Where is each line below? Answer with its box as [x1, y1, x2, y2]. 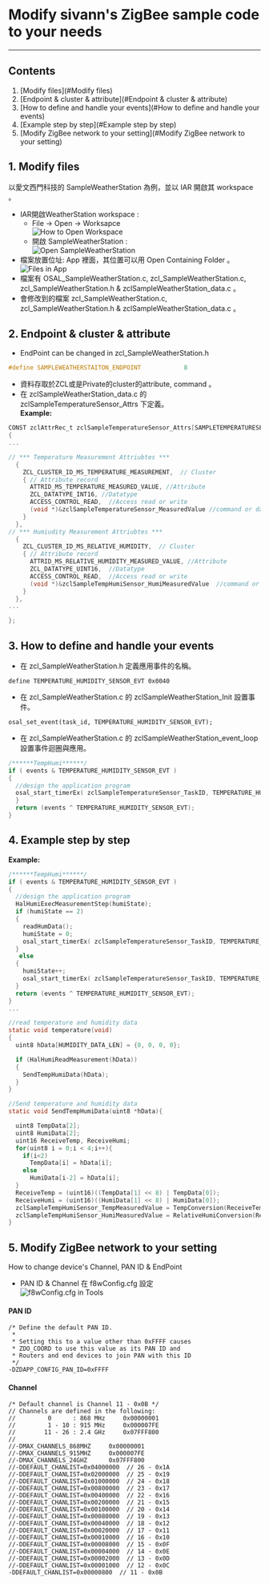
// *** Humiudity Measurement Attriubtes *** [8, 527, 163, 536]
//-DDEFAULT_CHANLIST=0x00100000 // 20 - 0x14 [8, 1505, 171, 1513]
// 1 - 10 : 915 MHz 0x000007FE [8, 1421, 159, 1429]
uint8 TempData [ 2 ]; [15, 1122, 81, 1130]
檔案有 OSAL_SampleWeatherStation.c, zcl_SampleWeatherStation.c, [19, 273, 247, 283]
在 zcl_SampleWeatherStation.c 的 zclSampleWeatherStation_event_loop [19, 733, 259, 743]
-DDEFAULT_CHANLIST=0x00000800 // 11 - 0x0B [8, 1569, 163, 1577]
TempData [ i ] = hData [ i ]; [29, 1159, 113, 1167]
